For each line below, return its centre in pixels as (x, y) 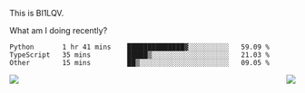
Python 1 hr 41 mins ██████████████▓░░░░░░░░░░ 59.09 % (140, 47)
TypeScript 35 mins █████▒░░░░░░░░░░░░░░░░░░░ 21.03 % (140, 55)
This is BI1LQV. (37, 13)
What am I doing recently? (59, 30)
